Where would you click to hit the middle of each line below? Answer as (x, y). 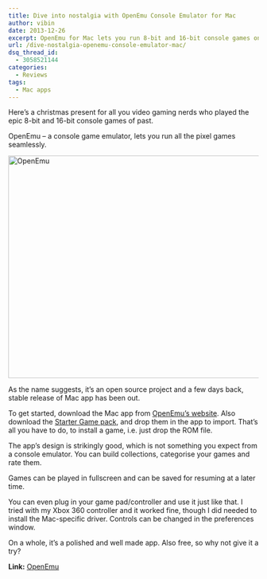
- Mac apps (33, 90)
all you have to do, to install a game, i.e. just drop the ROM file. (110, 430)
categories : (28, 68)
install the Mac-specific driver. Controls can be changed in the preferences (131, 519)
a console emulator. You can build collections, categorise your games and (129, 454)
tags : (17, 82)
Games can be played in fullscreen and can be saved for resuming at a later (132, 478)
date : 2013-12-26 (37, 30)
